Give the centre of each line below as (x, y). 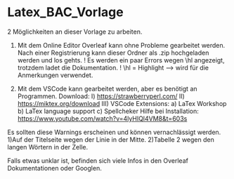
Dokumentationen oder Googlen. (54, 168)
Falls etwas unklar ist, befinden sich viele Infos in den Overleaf (98, 160)
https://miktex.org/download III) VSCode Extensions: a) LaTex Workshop (122, 103)
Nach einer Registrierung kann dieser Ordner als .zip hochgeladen (113, 53)
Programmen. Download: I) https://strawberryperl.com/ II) (101, 96)
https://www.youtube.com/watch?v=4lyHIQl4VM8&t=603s (102, 118)
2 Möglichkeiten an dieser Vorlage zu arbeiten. (75, 32)
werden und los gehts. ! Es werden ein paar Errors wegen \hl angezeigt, (121, 60)
